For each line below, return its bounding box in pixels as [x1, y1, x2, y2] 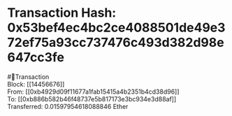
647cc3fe [7, 50, 65, 66]
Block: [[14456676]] [7, 80, 65, 88]
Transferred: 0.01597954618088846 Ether [7, 102, 129, 110]
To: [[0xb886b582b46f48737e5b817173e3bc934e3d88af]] [7, 94, 177, 103]
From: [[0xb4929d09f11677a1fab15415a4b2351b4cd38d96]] [7, 87, 180, 96]
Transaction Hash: [7, 5, 117, 21]
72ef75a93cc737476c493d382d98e [7, 35, 225, 50]
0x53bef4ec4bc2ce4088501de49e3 [7, 20, 226, 36]
